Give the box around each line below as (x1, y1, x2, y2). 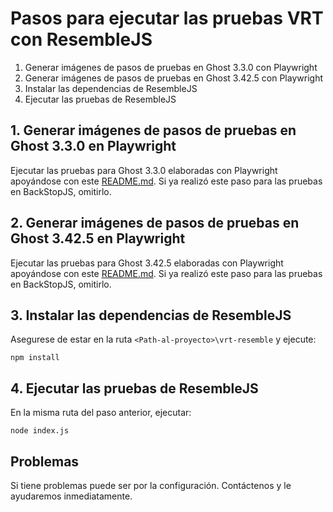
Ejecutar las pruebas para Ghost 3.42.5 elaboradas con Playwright (10, 257, 284, 269)
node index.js (10, 426, 70, 436)
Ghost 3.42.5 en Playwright (10, 230, 186, 247)
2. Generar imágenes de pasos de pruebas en (10, 215, 300, 232)
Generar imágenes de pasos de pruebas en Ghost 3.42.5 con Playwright (24, 72, 323, 84)
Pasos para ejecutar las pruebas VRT (10, 7, 324, 30)
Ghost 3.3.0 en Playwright (10, 138, 177, 155)
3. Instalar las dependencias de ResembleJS (10, 307, 292, 324)
